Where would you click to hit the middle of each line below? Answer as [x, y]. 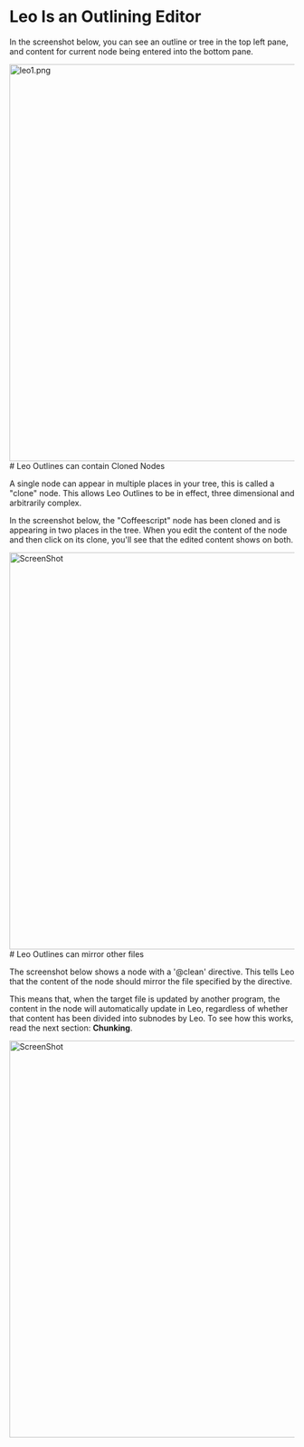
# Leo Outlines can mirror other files [77, 953]
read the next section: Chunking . [71, 1028]
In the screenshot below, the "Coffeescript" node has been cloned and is [145, 520]
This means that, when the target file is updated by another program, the [145, 999]
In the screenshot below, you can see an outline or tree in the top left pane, [149, 42]
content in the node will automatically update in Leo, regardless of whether [149, 1008]
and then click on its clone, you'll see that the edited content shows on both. [152, 539]
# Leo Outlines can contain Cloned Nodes [87, 465]
